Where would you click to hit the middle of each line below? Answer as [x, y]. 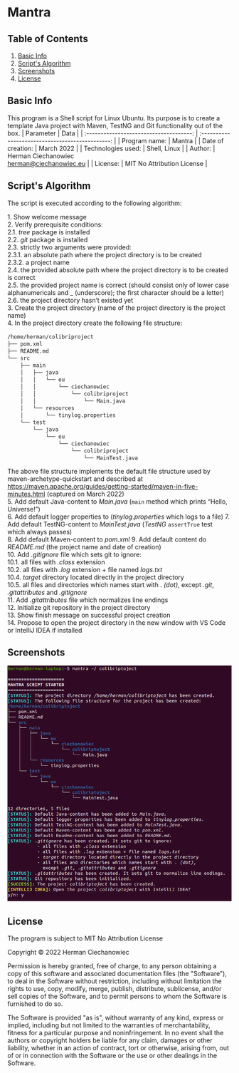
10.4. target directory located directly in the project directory [96, 577]
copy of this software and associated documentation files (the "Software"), [117, 974]
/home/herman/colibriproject [51, 337]
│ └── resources [47, 408]
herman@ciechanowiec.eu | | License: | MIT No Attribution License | [107, 163]
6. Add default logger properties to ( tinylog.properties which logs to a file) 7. [118, 517]
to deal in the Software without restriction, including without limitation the [115, 981]
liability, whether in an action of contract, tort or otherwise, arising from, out [118, 1048]
